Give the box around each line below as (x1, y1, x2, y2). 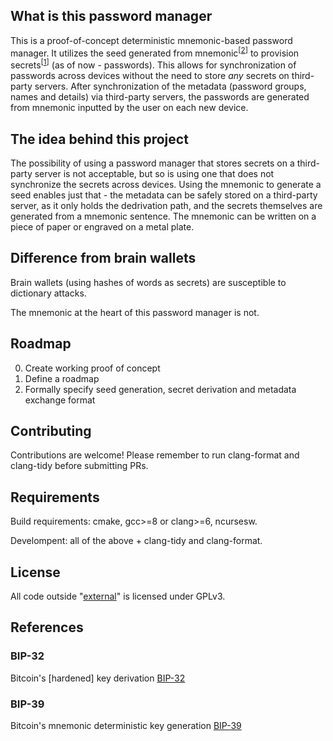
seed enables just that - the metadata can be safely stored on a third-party (10, 189, 318, 201)
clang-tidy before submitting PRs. (10, 460, 149, 472)
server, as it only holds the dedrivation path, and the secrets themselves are (10, 199, 323, 211)
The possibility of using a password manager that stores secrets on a (10, 157, 295, 169)
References (10, 619, 84, 636)
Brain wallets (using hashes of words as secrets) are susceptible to (10, 276, 287, 288)
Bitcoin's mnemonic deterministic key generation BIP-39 (10, 719, 242, 731)
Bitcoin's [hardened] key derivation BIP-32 (10, 672, 186, 684)
